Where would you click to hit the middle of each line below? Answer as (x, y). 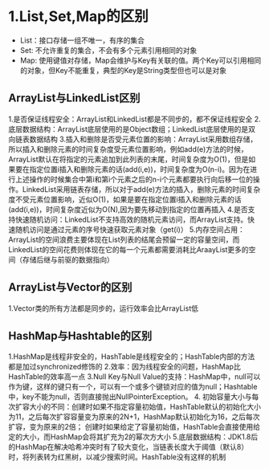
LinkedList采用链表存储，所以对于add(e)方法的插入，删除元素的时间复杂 (141, 189)
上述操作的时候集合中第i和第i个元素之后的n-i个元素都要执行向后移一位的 (134, 179)
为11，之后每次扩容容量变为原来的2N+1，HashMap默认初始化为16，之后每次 (134, 417)
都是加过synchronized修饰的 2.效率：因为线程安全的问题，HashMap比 (124, 367)
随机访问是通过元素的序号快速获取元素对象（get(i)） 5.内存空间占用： (130, 229)
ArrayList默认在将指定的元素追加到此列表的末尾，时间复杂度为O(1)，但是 (128, 159)
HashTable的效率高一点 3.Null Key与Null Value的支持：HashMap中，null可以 (134, 377)
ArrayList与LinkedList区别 (74, 98)
